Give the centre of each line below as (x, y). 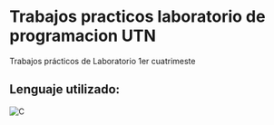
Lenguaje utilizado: (65, 89)
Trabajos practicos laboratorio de (137, 17)
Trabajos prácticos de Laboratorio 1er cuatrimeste (103, 61)
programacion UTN (83, 36)
